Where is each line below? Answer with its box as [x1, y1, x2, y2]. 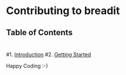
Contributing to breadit [6, 4, 120, 18]
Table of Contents [6, 28, 73, 37]
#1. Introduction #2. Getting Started [6, 51, 91, 58]
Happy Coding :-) [6, 62, 48, 69]
